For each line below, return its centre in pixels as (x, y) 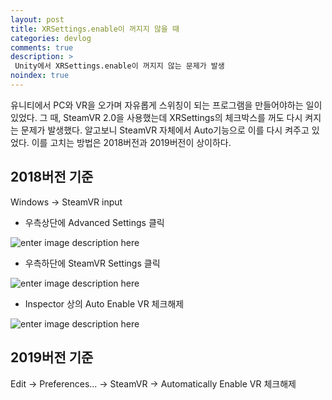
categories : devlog (51, 38)
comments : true (42, 47)
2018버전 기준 (52, 177)
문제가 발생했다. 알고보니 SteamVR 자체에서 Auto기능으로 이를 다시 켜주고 (165, 130)
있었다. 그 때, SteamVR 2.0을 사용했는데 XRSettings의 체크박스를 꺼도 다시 (156, 117)
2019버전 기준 (52, 357)
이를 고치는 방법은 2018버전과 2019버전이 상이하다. (131, 142)
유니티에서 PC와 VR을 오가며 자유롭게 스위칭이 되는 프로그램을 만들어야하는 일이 (166, 105)
